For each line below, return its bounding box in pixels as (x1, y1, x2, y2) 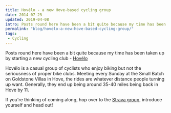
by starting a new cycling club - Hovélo (5, 55, 88, 61)
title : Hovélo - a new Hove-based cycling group (5, 7, 111, 13)
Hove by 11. (5, 87, 29, 93)
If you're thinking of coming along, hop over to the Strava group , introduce (5, 96, 162, 102)
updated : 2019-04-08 (5, 17, 50, 22)
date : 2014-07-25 (5, 12, 42, 17)
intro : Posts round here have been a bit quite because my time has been (5, 21, 166, 27)
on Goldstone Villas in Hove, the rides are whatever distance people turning (5, 76, 165, 82)
